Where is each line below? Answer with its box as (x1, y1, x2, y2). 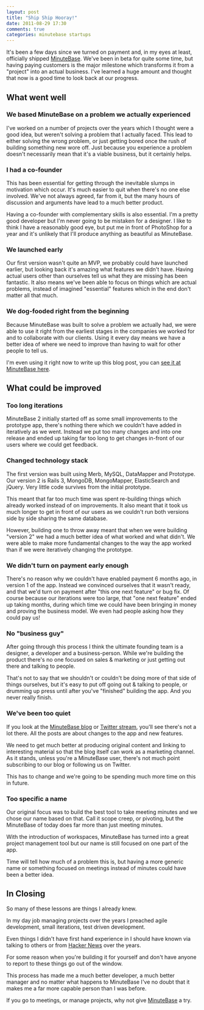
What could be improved (6, 383, 102, 393)
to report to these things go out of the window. (6, 960, 123, 967)
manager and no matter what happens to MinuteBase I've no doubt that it (6, 978, 190, 986)
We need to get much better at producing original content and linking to (6, 741, 186, 748)
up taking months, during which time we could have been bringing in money (6, 601, 197, 608)
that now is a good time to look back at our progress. (6, 75, 139, 82)
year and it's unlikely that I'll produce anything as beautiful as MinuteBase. (6, 230, 193, 238)
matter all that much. (6, 291, 58, 299)
